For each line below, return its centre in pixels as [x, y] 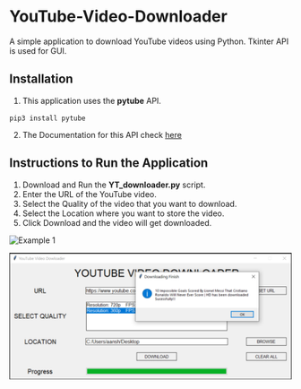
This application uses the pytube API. [91, 100]
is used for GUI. [38, 50]
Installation [41, 79]
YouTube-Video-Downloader [119, 17]
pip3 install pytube [48, 118]
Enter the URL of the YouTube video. [89, 194]
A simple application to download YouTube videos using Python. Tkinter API [149, 41]
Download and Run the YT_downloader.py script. [114, 185]
